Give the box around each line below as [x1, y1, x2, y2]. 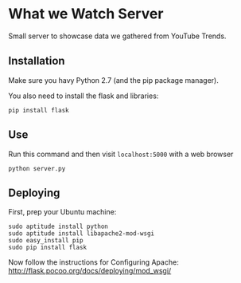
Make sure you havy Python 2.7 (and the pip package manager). [8, 75, 219, 85]
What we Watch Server [8, 5, 164, 23]
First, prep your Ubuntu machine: [8, 207, 117, 217]
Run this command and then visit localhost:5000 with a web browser [8, 149, 234, 159]
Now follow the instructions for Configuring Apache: [8, 257, 179, 267]
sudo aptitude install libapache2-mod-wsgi [8, 230, 155, 238]
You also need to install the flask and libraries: [8, 91, 159, 100]
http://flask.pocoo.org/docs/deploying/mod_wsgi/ [8, 266, 172, 276]
